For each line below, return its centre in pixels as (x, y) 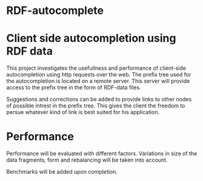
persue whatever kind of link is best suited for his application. (83, 112)
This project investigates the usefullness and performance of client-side (96, 68)
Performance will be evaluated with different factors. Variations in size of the (102, 154)
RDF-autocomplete (55, 11)
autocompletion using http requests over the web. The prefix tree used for (99, 75)
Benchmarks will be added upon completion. (62, 172)
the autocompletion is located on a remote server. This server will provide (98, 81)
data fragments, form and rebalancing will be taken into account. (87, 160)
